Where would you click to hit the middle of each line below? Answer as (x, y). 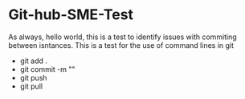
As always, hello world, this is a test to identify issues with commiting (122, 37)
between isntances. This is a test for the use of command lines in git (121, 45)
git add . (34, 61)
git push (33, 77)
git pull (31, 86)
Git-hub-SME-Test (71, 15)
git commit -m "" (47, 69)
